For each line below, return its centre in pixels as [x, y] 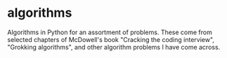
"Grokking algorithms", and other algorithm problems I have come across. [114, 47]
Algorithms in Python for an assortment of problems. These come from [110, 32]
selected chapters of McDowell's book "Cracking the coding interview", [111, 39]
